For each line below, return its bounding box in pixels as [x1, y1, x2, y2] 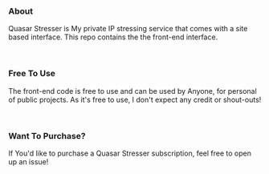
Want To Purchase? [8, 130, 86, 141]
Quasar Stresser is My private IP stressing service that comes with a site [8, 24, 248, 34]
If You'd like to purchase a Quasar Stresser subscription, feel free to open [8, 148, 251, 158]
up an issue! [8, 156, 49, 166]
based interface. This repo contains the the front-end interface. [8, 32, 218, 42]
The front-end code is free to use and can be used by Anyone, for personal [8, 86, 257, 95]
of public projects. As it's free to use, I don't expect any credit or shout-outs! [8, 95, 262, 104]
